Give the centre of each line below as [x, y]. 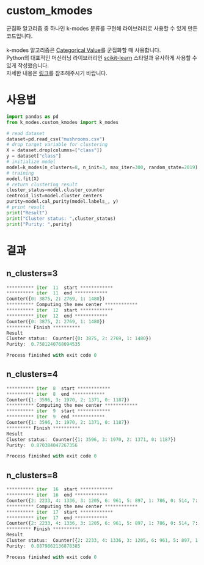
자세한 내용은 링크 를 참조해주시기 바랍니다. [57, 73]
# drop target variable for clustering [57, 145]
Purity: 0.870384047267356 [42, 445]
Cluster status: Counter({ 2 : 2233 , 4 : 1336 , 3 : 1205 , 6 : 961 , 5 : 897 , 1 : [104, 541]
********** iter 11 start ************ [60, 288]
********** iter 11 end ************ [57, 293]
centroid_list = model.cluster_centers [54, 196]
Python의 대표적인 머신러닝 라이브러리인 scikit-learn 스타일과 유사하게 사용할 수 [102, 57]
